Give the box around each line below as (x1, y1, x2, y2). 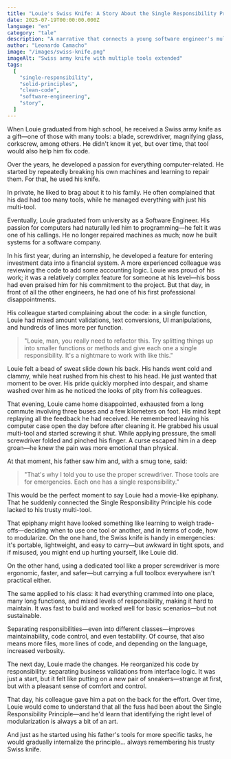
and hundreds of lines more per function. (7, 323, 124, 331)
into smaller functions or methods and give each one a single (23, 343, 197, 352)
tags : (7, 61, 23, 68)
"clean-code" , (19, 87, 60, 94)
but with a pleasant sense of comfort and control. (7, 682, 147, 690)
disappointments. (7, 295, 56, 303)
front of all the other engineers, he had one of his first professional (7, 288, 196, 296)
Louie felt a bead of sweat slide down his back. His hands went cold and (7, 364, 212, 372)
